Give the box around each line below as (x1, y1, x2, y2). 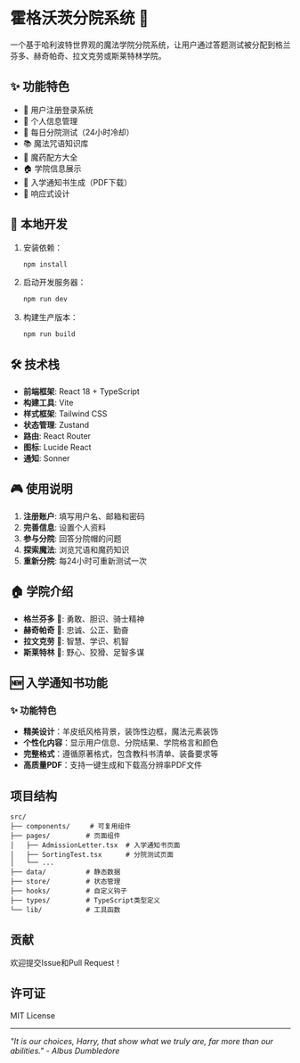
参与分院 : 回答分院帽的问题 (22, 532, 122, 544)
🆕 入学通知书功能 (10, 675, 109, 691)
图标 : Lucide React (22, 442, 92, 452)
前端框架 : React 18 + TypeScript (22, 386, 141, 397)
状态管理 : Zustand (22, 420, 90, 430)
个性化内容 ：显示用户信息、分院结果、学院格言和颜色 (22, 738, 219, 748)
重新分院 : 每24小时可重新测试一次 (22, 555, 148, 566)
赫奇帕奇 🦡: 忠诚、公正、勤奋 (22, 624, 129, 635)
